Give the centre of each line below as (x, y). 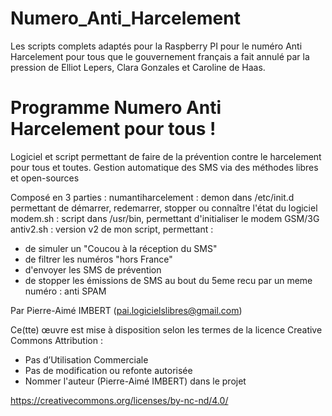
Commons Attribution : (56, 340)
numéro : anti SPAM (65, 291)
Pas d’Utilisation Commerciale (86, 359)
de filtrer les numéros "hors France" (98, 259)
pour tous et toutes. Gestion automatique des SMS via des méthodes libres (164, 167)
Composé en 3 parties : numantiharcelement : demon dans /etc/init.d (152, 197)
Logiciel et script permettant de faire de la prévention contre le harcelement (166, 156)
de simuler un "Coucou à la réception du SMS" (121, 248)
